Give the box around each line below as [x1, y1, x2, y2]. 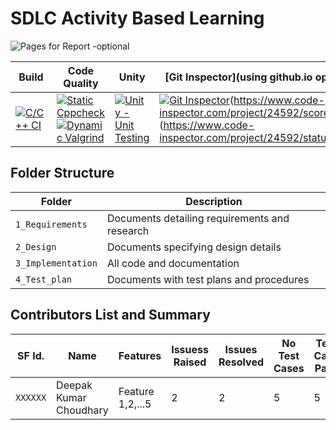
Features [118, 348, 162, 362]
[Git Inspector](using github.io [164, 70, 313, 84]
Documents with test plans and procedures [106, 272, 310, 286]
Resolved [218, 355, 265, 369]
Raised [173, 355, 207, 369]
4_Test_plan [15, 273, 73, 285]
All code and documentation [106, 256, 240, 270]
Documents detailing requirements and [106, 211, 290, 225]
